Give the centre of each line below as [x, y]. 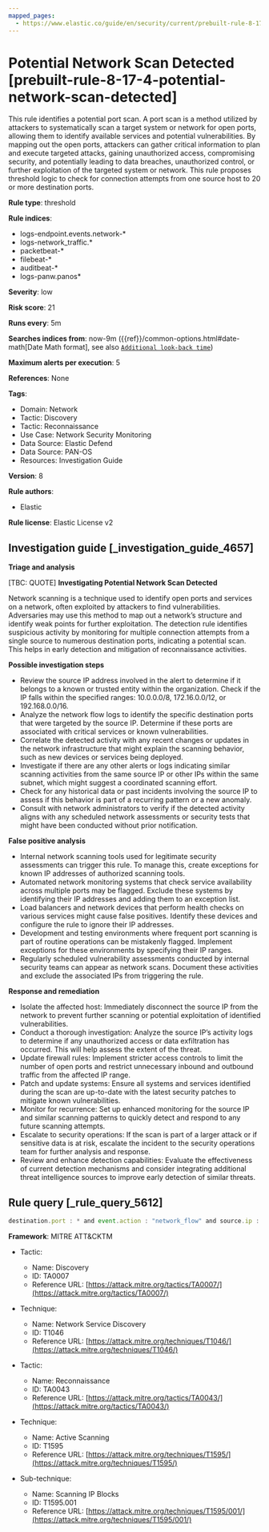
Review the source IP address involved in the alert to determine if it [130, 681]
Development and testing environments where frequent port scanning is [139, 933]
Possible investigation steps [56, 665]
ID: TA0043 [51, 1389]
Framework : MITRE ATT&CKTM [61, 1236]
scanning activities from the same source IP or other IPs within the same [139, 774]
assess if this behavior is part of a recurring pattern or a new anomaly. [136, 800]
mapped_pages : [32, 16]
